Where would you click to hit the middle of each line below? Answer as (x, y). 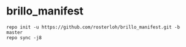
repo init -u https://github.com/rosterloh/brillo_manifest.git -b (93, 27)
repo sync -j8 (24, 37)
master (15, 32)
